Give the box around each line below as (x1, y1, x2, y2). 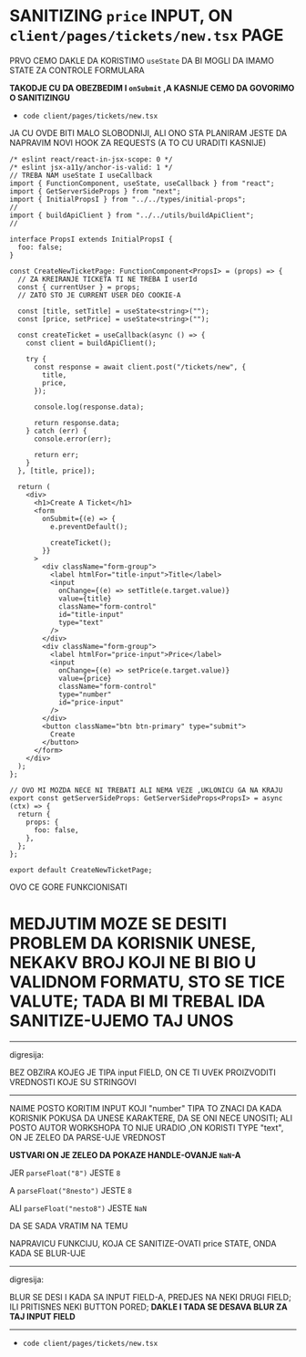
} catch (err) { (25, 426, 88, 435)
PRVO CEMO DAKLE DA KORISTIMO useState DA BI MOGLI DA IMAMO (9, 55, 275, 66)
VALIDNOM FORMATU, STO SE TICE (9, 972, 285, 993)
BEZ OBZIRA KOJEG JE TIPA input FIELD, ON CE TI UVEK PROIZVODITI (9, 1067, 276, 1078)
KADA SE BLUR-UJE (9, 1247, 87, 1258)
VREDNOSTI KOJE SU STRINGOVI (9, 1076, 137, 1087)
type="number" (57, 690, 112, 699)
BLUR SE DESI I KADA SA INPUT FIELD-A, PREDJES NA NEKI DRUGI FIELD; (9, 1291, 291, 1302)
